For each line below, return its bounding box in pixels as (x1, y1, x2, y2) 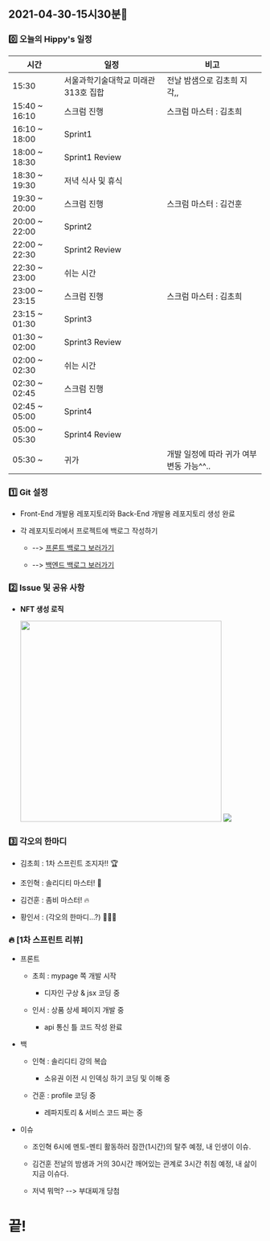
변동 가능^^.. (166, 461, 211, 472)
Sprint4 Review (63, 428, 122, 440)
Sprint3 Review (63, 336, 122, 347)
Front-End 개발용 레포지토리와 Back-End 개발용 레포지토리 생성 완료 (19, 509, 235, 518)
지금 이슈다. (31, 1169, 69, 1178)
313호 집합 (63, 87, 104, 98)
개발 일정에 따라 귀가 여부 (166, 448, 257, 460)
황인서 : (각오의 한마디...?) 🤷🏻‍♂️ (19, 911, 117, 922)
